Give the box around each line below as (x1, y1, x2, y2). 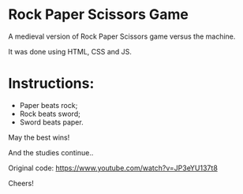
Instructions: (8, 75, 95, 92)
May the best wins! (8, 132, 70, 142)
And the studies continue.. (8, 147, 94, 157)
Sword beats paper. (19, 117, 84, 127)
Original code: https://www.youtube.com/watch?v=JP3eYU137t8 (8, 163, 219, 173)
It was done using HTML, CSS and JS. (8, 47, 133, 56)
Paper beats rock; (19, 100, 78, 110)
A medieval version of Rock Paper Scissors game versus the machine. (8, 32, 236, 41)
